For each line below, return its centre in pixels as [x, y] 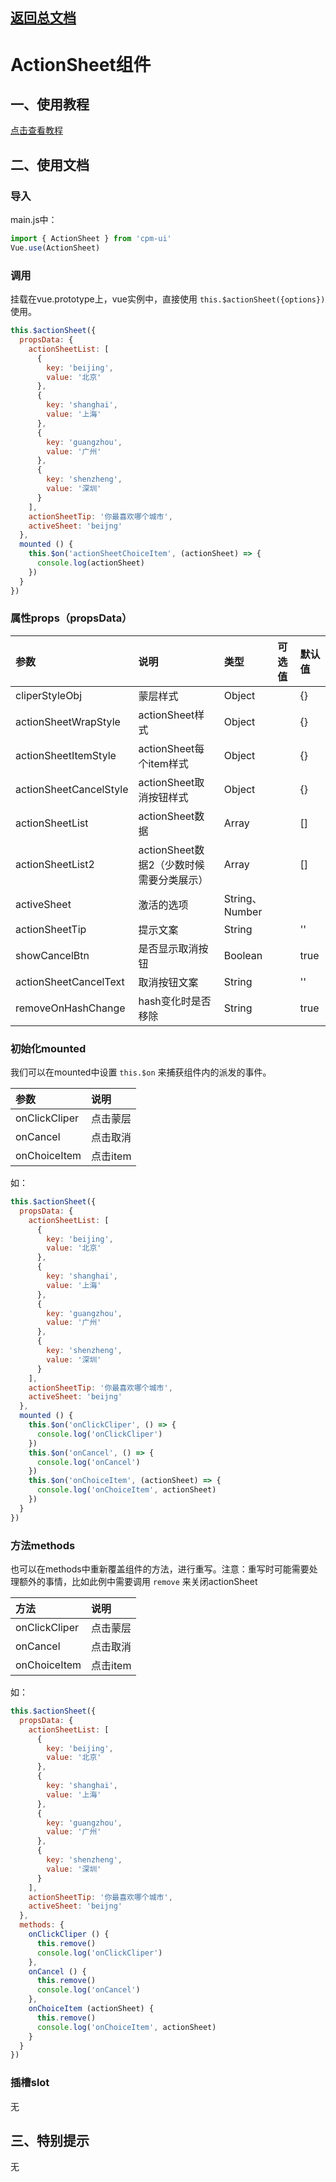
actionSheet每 [171, 748]
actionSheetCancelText [70, 981]
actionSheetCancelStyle [72, 789]
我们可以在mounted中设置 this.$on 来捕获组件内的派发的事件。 [141, 1072]
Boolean [243, 955]
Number [243, 911]
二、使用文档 [50, 164]
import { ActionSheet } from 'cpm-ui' [91, 239]
